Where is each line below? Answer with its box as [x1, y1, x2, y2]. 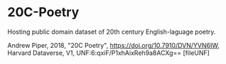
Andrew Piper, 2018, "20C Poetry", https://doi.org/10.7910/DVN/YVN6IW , [7, 41, 220, 49]
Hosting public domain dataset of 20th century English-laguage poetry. [7, 27, 216, 36]
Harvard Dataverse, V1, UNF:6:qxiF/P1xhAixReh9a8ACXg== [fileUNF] [7, 49, 210, 57]
